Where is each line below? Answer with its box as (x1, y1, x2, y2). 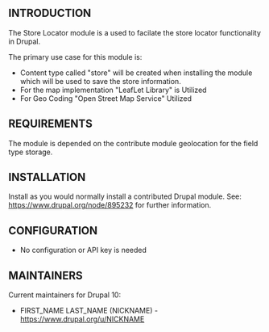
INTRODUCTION (8, 6, 92, 20)
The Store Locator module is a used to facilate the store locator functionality (8, 27, 262, 37)
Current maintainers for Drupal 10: (8, 290, 122, 300)
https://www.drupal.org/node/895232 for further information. (8, 200, 212, 210)
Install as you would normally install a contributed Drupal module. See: (8, 191, 242, 201)
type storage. (8, 147, 53, 157)
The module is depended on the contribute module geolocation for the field (8, 138, 259, 148)
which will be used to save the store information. (19, 76, 181, 86)
